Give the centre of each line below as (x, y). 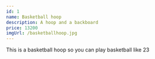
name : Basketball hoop (34, 17)
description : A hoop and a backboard (52, 22)
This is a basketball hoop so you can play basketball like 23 (78, 50)
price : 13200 (22, 28)
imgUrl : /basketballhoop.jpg (42, 33)
